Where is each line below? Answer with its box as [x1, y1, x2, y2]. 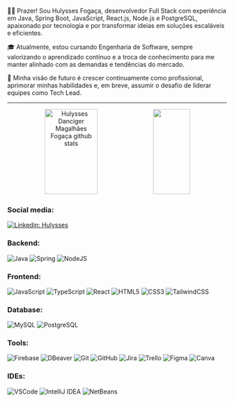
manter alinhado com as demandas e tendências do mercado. [7, 60, 185, 68]
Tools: [7, 338, 29, 348]
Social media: [7, 204, 54, 214]
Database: [7, 304, 43, 314]
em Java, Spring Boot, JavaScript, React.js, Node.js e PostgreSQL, [7, 14, 198, 22]
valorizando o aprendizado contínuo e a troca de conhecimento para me [7, 53, 214, 61]
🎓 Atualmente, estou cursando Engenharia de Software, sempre [7, 43, 194, 51]
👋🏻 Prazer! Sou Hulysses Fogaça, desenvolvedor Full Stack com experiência [7, 7, 226, 15]
